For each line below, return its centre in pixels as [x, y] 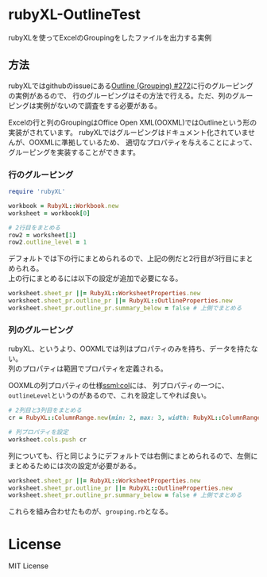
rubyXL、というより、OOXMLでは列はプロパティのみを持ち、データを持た [130, 349]
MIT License [29, 566]
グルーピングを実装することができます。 [74, 152]
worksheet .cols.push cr [48, 439]
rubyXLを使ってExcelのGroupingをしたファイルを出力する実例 [110, 37]
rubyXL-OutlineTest [75, 15]
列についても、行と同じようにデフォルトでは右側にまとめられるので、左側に [133, 456]
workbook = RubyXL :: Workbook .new [64, 206]
